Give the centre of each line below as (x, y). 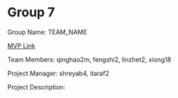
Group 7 (31, 12)
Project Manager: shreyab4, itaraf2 (59, 73)
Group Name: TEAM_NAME (47, 32)
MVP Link (21, 45)
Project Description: (37, 87)
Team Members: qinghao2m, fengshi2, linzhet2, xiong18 (89, 59)
